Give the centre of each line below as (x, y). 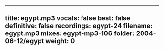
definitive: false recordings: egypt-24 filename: (79, 26)
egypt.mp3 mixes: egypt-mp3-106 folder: (70, 34)
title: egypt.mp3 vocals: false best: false (68, 18)
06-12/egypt (25, 41)
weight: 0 (60, 41)
